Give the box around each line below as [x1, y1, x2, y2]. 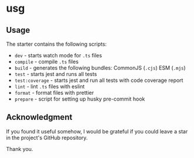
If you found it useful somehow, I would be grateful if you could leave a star [6, 128, 188, 135]
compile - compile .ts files [14, 58, 79, 65]
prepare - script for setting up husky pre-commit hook [14, 95, 145, 102]
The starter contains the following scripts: [6, 40, 107, 47]
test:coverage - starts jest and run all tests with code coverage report [14, 77, 183, 84]
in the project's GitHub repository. [6, 134, 88, 141]
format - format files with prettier [14, 90, 94, 96]
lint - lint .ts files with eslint [14, 83, 85, 90]
